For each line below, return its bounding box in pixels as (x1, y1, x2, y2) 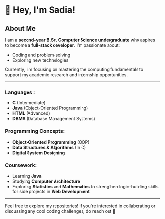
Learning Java (12, 173, 42, 179)
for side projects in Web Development (12, 188, 90, 194)
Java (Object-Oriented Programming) (12, 105, 88, 111)
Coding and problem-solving (12, 52, 71, 58)
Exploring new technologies (12, 57, 69, 63)
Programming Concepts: (5, 128, 65, 135)
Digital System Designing (12, 150, 65, 156)
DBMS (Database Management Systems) (12, 116, 96, 122)
